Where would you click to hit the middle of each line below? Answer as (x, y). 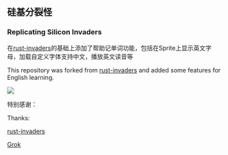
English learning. (31, 77)
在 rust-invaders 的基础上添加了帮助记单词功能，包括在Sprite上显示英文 (106, 48)
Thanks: (18, 117)
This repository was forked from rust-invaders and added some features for (114, 70)
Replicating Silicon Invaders (54, 32)
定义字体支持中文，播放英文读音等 (85, 56)
